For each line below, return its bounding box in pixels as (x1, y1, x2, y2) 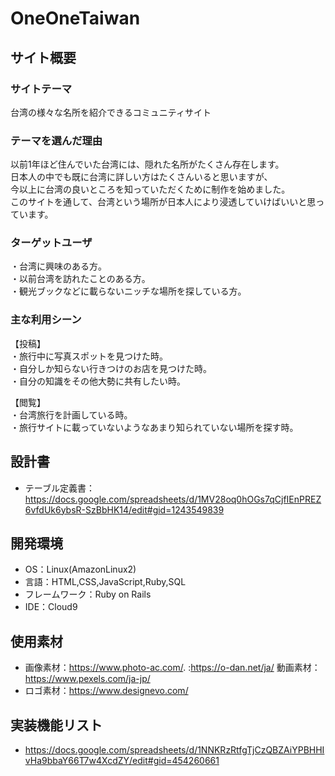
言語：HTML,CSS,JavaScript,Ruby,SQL (24, 576, 187, 588)
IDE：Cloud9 (24, 601, 78, 613)
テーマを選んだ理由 (10, 133, 103, 147)
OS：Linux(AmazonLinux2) (24, 563, 137, 576)
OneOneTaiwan (10, 7, 141, 30)
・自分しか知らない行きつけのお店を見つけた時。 (10, 362, 212, 374)
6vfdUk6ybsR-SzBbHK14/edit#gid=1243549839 (24, 503, 225, 516)
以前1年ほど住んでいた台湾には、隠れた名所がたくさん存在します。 (10, 158, 285, 171)
